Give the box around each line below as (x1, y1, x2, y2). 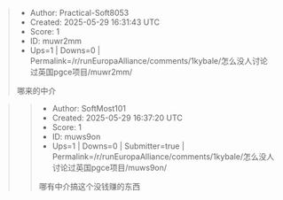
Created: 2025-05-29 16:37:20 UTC (51, 112, 183, 123)
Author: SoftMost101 (51, 104, 126, 113)
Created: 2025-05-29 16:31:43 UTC (29, 17, 161, 27)
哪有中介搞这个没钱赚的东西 (38, 181, 141, 191)
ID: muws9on (51, 132, 101, 142)
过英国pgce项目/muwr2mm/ (29, 66, 133, 77)
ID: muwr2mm (29, 35, 82, 46)
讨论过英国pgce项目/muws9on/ (51, 163, 168, 173)
